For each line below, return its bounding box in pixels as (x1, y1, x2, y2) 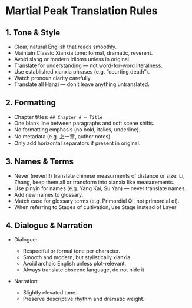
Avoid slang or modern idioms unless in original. (14, 56, 131, 62)
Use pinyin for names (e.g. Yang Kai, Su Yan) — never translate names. (14, 184, 187, 192)
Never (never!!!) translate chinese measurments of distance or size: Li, (14, 172, 185, 179)
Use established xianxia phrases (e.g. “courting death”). (14, 68, 150, 75)
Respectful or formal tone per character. (22, 247, 120, 254)
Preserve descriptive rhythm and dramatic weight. (22, 296, 145, 303)
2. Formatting (5, 98, 57, 108)
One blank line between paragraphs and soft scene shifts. (14, 120, 154, 127)
